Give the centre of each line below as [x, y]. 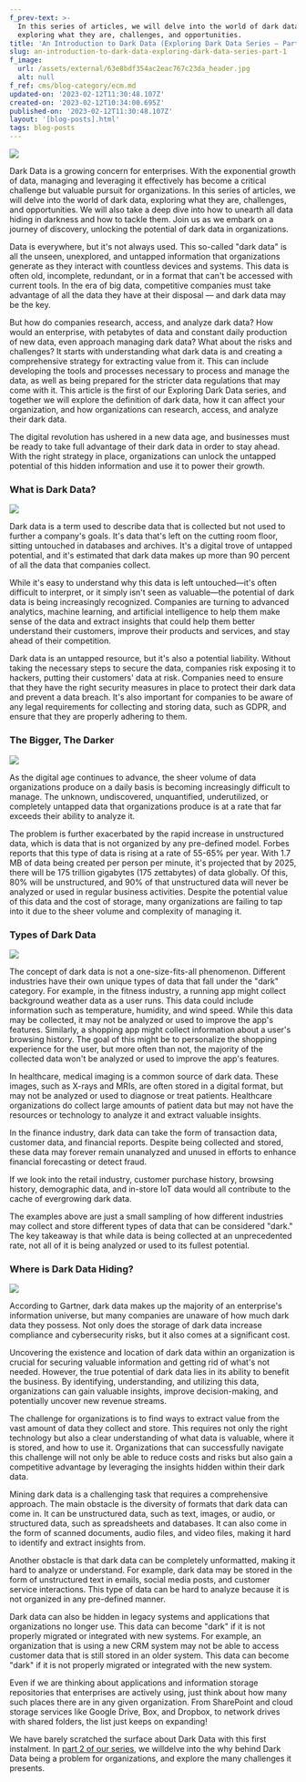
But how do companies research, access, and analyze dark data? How [142, 323]
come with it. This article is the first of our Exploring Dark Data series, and [148, 390]
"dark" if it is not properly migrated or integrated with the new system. [141, 1665]
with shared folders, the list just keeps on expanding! [108, 1722]
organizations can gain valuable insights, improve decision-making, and [144, 1391]
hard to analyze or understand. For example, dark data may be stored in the [151, 1570]
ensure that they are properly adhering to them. [99, 717]
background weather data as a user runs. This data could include [132, 1000]
